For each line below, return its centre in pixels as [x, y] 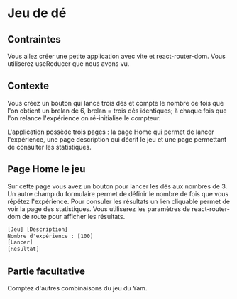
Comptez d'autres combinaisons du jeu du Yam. [77, 288]
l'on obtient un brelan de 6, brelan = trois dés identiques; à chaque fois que [117, 111]
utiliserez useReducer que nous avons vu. [68, 64]
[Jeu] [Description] [38, 229]
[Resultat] [23, 249]
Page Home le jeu [46, 169]
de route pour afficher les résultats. [74, 216]
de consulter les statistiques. [49, 147]
